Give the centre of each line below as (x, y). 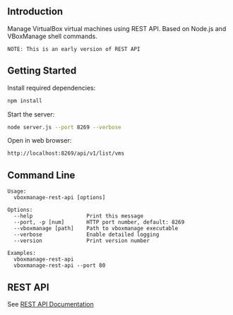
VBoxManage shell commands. (52, 36)
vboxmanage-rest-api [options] (60, 198)
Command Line (41, 175)
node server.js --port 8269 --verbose (64, 127)
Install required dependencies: (52, 88)
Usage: (17, 191)
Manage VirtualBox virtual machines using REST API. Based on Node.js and (117, 28)
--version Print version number (82, 241)
